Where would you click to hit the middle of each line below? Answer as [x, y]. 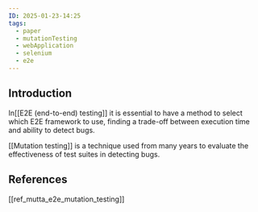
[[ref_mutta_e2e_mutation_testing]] [67, 199]
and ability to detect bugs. [52, 130]
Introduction [40, 94]
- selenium [34, 53]
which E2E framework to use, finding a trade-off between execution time [129, 121]
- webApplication [45, 46]
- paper [29, 31]
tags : [17, 23]
